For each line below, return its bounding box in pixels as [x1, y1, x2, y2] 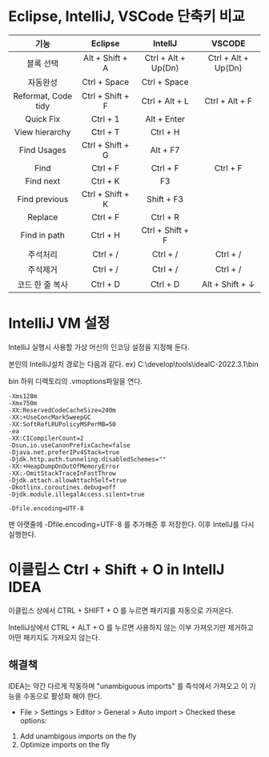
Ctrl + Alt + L [141, 95, 190, 107]
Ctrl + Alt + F [204, 95, 252, 107]
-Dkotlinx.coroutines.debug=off [8, 483, 116, 491]
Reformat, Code [13, 90, 73, 101]
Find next [25, 175, 61, 187]
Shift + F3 [147, 193, 184, 204]
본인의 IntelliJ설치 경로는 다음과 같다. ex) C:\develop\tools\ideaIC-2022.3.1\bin [8, 359, 259, 368]
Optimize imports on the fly [19, 739, 110, 749]
